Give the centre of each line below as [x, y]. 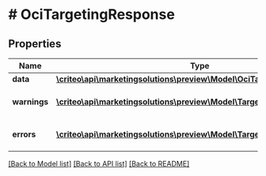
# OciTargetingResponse [92, 15]
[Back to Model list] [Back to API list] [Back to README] [99, 164]
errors [24, 134]
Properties [35, 44]
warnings [30, 102]
